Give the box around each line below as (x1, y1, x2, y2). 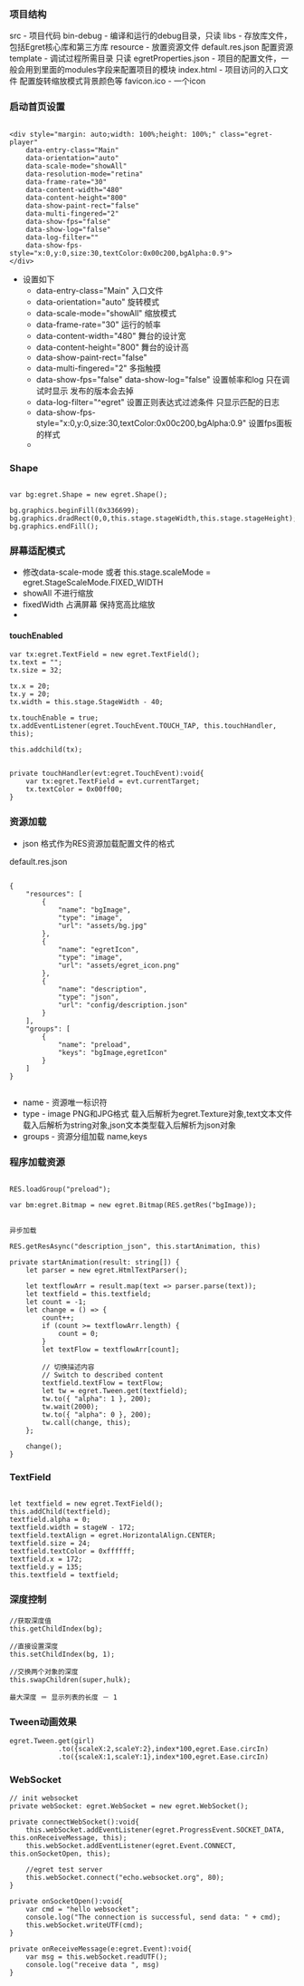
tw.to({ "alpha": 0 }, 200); (42, 1410, 152, 1419)
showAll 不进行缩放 (22, 587, 94, 599)
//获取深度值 (9, 1616, 52, 1625)
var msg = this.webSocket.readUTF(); (25, 1952, 168, 1962)
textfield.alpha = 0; (9, 1516, 91, 1525)
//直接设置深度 (9, 1642, 59, 1651)
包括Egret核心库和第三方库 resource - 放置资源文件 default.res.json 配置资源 (9, 42, 294, 53)
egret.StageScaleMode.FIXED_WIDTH (22, 577, 164, 588)
